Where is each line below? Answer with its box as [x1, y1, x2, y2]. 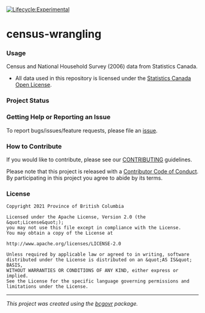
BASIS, [6, 262, 23, 268]
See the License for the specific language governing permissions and [6, 278, 190, 284]
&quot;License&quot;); [6, 219, 64, 226]
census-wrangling [6, 28, 102, 41]
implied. [6, 273, 29, 279]
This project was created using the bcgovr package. [6, 300, 138, 307]
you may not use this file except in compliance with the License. [6, 225, 182, 231]
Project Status [6, 97, 50, 105]
